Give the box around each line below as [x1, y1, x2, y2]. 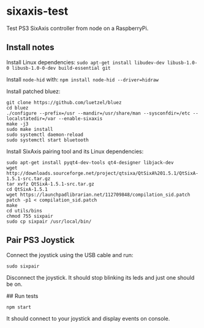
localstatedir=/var [6, 115, 56, 122]
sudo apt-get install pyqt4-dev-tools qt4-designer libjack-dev [6, 159, 174, 166]
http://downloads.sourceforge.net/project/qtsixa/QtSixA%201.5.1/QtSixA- [6, 170, 199, 176]
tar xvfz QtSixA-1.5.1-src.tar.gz [6, 181, 95, 187]
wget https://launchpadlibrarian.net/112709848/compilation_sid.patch [6, 192, 191, 198]
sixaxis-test [6, 4, 69, 18]
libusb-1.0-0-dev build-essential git [12, 65, 111, 71]
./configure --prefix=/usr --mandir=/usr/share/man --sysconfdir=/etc [6, 110, 191, 116]
